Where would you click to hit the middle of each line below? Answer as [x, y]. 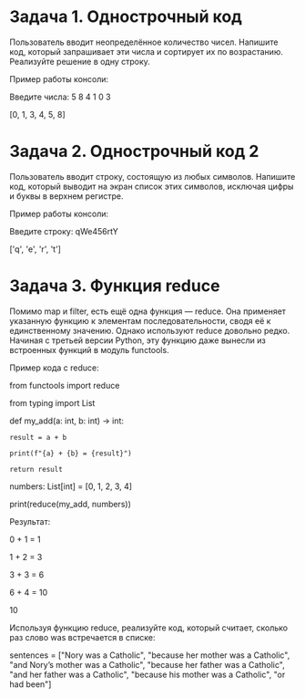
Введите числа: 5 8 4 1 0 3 [60, 97]
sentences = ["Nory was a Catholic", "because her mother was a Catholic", [150, 655]
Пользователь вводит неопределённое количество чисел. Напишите [144, 42]
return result [36, 469]
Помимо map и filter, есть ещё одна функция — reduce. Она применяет [148, 311]
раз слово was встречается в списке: [82, 637]
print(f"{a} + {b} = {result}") [71, 453]
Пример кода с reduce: [54, 368]
